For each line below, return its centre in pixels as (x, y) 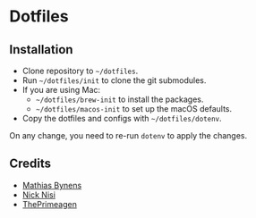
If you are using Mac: (61, 90)
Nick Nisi (39, 195)
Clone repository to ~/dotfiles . (80, 71)
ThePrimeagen (50, 204)
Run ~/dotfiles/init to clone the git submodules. (114, 80)
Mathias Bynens (52, 185)
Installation (41, 50)
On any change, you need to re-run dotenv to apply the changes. (128, 135)
